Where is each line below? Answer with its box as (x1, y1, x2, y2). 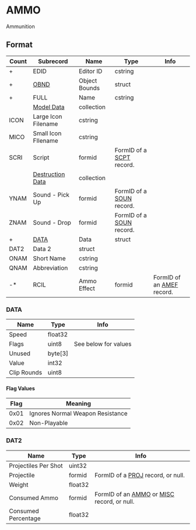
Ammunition (6, 23, 35, 30)
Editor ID (78, 67, 103, 75)
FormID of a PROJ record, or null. (94, 471, 185, 479)
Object (78, 77, 97, 85)
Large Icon (33, 112, 62, 121)
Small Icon (33, 129, 62, 137)
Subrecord (37, 57, 68, 65)
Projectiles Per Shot (9, 462, 63, 470)
